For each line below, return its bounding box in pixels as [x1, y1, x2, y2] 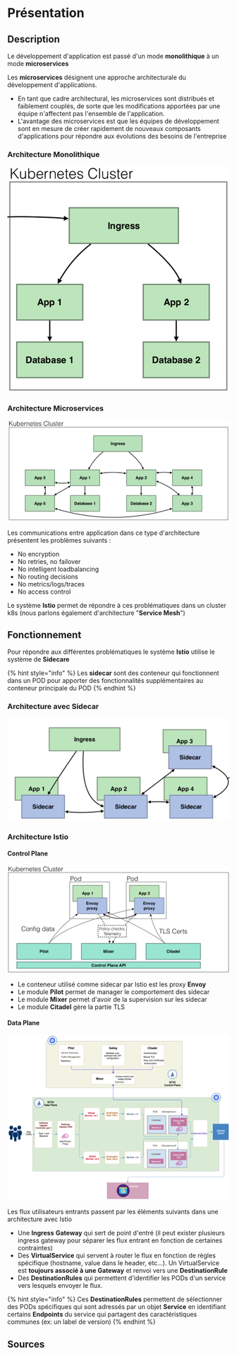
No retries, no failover [17, 557, 81, 565]
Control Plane [7, 849, 48, 858]
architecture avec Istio [7, 1215, 73, 1223]
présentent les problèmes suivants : [7, 536, 111, 544]
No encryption [17, 550, 60, 558]
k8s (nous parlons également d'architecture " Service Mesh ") [7, 609, 186, 617]
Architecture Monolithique [7, 149, 100, 159]
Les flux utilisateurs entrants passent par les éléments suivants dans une [7, 1208, 219, 1216]
